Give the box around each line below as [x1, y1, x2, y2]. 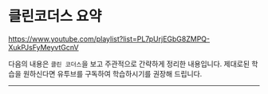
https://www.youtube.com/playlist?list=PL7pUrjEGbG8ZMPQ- [8, 33, 210, 44]
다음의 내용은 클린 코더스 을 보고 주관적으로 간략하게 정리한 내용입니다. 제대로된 [8, 59, 250, 69]
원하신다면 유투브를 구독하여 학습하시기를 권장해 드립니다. [22, 69, 203, 78]
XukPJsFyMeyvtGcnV [8, 42, 79, 52]
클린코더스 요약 [8, 7, 102, 25]
